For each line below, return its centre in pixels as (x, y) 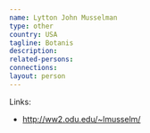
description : (33, 51)
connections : (33, 68)
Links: (20, 102)
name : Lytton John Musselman (63, 18)
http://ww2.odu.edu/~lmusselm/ (81, 119)
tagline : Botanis (42, 43)
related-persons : (42, 59)
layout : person (37, 76)
